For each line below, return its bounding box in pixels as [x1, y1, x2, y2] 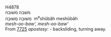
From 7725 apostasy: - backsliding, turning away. [5, 26, 107, 32]
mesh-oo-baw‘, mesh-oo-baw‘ [5, 21, 68, 27]
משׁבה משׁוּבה [5, 9, 31, 15]
